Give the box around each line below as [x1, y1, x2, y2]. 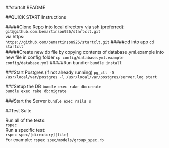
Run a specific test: [5, 127, 46, 133]
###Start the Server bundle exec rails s [5, 98, 91, 104]
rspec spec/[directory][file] [5, 132, 69, 137]
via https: [5, 34, 25, 39]
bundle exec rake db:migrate [5, 89, 67, 94]
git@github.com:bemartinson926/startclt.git [5, 29, 101, 34]
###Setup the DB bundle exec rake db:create [5, 83, 102, 89]
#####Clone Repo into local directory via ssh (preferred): [5, 24, 125, 30]
